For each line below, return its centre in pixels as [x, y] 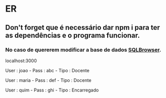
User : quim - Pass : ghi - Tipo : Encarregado [52, 90]
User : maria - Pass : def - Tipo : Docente [48, 80]
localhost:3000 [21, 61]
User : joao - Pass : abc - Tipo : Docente [47, 70]
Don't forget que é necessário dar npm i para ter [83, 28]
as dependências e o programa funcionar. [73, 35]
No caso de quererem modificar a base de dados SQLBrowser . [83, 50]
